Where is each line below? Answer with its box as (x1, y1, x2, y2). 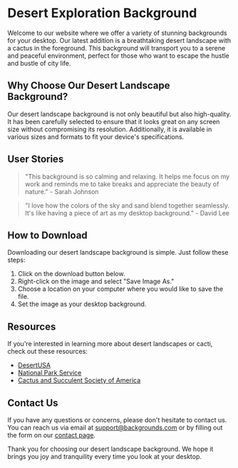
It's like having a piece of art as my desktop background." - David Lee (24, 208, 230, 217)
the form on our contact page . (7, 431, 96, 439)
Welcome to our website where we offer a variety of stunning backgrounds (7, 29, 227, 37)
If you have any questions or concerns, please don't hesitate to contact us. (7, 416, 227, 424)
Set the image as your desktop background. (17, 300, 147, 308)
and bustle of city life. (7, 58, 71, 67)
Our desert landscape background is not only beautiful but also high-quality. (7, 109, 232, 118)
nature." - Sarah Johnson (24, 187, 99, 195)
